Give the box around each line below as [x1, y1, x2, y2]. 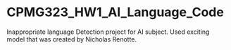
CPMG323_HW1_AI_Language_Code [6, 4, 225, 20]
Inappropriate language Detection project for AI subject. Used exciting [6, 27, 210, 36]
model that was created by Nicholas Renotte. [6, 35, 137, 43]
